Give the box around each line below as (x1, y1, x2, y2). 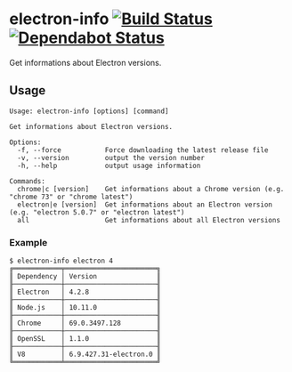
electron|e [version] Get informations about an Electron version (17, 200, 273, 209)
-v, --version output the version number (17, 153, 205, 162)
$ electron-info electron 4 (9, 256, 114, 266)
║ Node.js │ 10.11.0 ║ (9, 303, 162, 312)
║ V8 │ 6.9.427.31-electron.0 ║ (9, 350, 162, 360)
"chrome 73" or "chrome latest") (9, 192, 134, 201)
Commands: (9, 176, 46, 186)
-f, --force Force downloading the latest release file (17, 145, 269, 155)
